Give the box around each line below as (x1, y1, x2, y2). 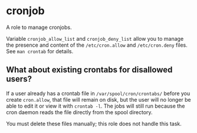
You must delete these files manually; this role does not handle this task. (6, 120, 182, 127)
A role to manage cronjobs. (6, 24, 72, 31)
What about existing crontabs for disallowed (6, 65, 173, 75)
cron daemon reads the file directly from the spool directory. (6, 108, 153, 116)
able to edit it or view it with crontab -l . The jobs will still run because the (6, 102, 185, 109)
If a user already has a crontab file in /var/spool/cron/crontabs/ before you (6, 90, 191, 97)
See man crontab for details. (6, 47, 74, 54)
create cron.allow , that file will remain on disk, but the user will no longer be (6, 96, 191, 103)
